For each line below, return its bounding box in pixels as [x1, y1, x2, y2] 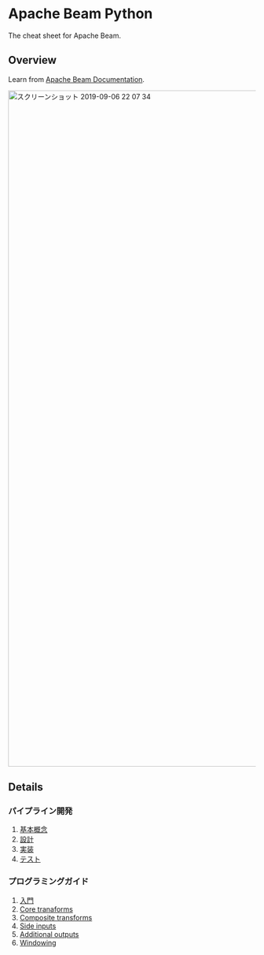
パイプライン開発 [8, 805, 73, 816]
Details [8, 781, 43, 794]
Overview [8, 54, 57, 67]
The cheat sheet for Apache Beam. [8, 31, 122, 40]
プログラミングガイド [8, 876, 89, 887]
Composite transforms [19, 912, 93, 922]
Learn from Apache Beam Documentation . [8, 74, 145, 84]
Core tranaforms [19, 904, 73, 914]
